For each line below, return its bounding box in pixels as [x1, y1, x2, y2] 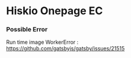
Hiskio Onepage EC [6, 4, 103, 18]
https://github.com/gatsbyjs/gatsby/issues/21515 [6, 45, 125, 52]
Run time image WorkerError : [6, 38, 79, 46]
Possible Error [6, 25, 48, 34]
